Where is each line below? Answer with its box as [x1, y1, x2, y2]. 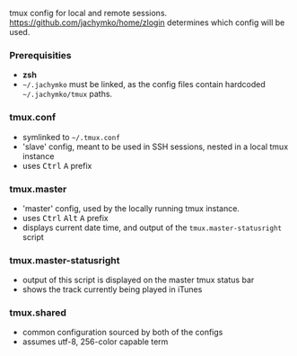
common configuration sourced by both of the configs [22, 327, 223, 338]
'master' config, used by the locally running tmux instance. [22, 202, 240, 214]
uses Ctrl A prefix [22, 160, 92, 171]
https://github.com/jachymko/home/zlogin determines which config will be [9, 17, 285, 28]
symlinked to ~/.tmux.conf [22, 131, 121, 142]
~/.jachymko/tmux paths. [22, 89, 113, 100]
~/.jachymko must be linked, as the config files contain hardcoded [22, 79, 266, 90]
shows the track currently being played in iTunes [22, 284, 203, 295]
